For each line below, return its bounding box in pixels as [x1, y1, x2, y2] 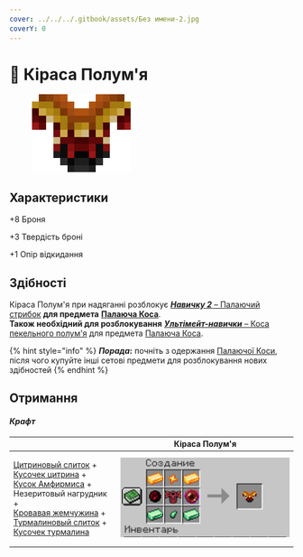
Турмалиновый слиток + [13, 517, 107, 528]
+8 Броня [9, 214, 46, 225]
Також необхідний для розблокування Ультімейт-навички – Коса [9, 319, 270, 330]
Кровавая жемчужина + [13, 507, 106, 518]
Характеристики [9, 190, 109, 205]
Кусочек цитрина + [13, 469, 87, 480]
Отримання [9, 391, 78, 406]
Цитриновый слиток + [13, 460, 97, 470]
